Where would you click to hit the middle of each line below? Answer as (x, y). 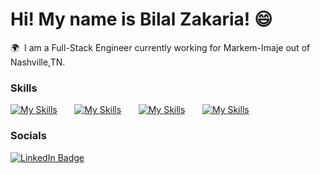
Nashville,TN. (38, 62)
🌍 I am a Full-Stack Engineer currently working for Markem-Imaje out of (160, 47)
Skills (24, 88)
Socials (28, 136)
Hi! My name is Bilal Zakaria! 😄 (141, 19)
